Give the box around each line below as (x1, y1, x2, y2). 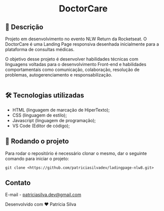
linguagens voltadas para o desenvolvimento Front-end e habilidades (5, 62, 147, 67)
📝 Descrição (5, 23, 44, 31)
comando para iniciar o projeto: (5, 155, 69, 161)
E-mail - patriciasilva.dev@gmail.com (5, 192, 82, 198)
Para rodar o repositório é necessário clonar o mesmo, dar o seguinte (5, 150, 147, 156)
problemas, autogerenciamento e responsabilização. (5, 72, 112, 77)
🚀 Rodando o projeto (5, 137, 69, 145)
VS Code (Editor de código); (12, 123, 70, 129)
